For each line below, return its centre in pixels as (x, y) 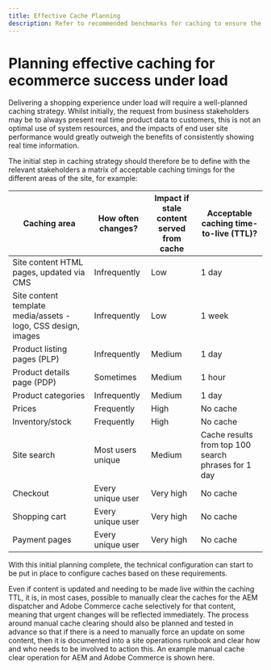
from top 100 (226, 445)
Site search (34, 455)
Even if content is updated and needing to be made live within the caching (131, 589)
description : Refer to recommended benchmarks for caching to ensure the (135, 23)
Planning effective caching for (112, 63)
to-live (215, 233)
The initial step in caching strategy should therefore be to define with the (129, 161)
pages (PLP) (36, 359)
